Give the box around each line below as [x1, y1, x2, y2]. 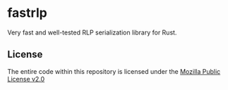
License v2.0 [7, 75, 45, 83]
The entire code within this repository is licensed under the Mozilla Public [7, 67, 221, 75]
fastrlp [7, 5, 47, 21]
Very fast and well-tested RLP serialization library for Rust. [7, 28, 177, 37]
